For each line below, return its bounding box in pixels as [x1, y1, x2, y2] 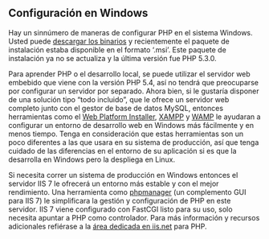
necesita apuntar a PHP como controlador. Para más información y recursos [8, 212, 260, 222]
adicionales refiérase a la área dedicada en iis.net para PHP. [8, 221, 207, 231]
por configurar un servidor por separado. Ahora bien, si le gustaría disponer [8, 86, 259, 96]
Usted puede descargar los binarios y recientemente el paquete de [8, 36, 230, 46]
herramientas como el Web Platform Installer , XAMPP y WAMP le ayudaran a [8, 112, 261, 122]
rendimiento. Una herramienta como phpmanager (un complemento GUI [8, 187, 247, 196]
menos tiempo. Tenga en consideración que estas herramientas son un [8, 129, 244, 138]
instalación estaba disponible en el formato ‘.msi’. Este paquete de [8, 44, 226, 55]
